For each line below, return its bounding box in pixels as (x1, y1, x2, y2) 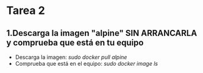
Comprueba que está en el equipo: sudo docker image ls (15, 60, 158, 67)
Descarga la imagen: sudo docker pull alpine (15, 54, 127, 61)
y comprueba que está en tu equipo (6, 37, 144, 47)
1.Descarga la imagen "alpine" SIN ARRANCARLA (6, 28, 198, 38)
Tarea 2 (6, 4, 46, 18)
